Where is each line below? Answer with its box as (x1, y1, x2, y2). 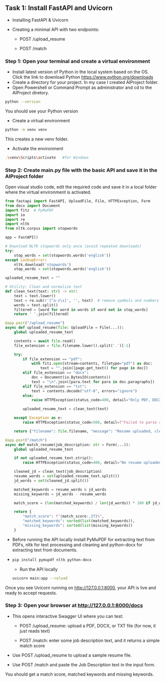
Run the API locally (19, 566, 58, 572)
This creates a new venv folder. (5, 136, 69, 142)
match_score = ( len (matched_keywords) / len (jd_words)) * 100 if (14, 500, 151, 505)
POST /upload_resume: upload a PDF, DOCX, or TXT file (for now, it (19, 623, 156, 628)
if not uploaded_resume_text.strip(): (14, 456, 93, 461)
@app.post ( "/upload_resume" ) (5, 321, 65, 326)
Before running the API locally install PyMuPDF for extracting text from (12, 536, 155, 542)
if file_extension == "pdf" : (23, 356, 82, 361)
